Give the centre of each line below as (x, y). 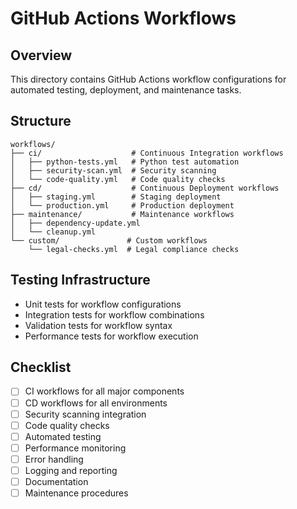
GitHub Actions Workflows (123, 18)
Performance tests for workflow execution (111, 336)
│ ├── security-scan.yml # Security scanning (113, 170)
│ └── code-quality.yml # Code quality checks (118, 179)
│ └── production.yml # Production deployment (122, 205)
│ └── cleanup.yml (53, 232)
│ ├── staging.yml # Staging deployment (116, 197)
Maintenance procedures (76, 493)
